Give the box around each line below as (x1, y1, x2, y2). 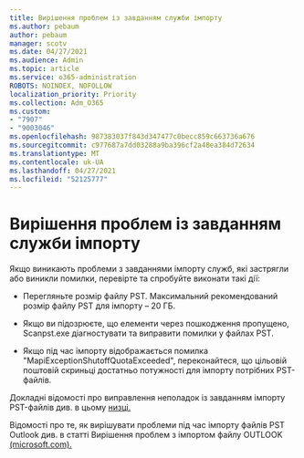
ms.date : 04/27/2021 (9, 47, 89, 57)
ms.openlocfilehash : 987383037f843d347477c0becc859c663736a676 (9, 132, 256, 141)
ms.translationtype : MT (9, 149, 100, 158)
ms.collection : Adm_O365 (9, 98, 104, 108)
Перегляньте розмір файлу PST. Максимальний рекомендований (22, 291, 278, 302)
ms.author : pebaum (9, 22, 79, 31)
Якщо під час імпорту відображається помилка (22, 346, 208, 357)
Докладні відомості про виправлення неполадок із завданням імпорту (9, 392, 286, 403)
